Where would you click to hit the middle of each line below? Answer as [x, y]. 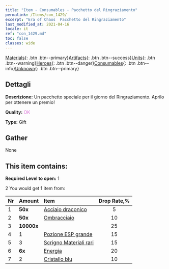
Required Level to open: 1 [32, 178]
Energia [53, 251]
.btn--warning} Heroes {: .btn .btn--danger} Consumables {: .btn [71, 63]
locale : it [17, 29]
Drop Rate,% [114, 201]
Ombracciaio [59, 218]
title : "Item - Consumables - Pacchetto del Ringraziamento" [72, 10]
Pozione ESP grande [68, 234]
